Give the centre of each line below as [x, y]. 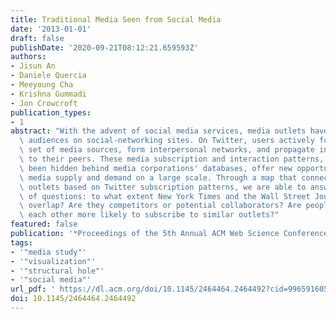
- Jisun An [33, 66]
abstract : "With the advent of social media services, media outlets [158, 131]
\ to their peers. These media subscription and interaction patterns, [172, 159]
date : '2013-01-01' [51, 29]
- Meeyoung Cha [42, 85]
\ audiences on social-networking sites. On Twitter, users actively [167, 141]
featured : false [44, 224]
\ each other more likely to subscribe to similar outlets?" [149, 215]
